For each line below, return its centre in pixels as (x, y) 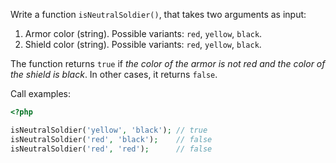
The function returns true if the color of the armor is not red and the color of (168, 63)
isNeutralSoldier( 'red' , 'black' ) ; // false (111, 139)
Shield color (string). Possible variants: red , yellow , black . (143, 44)
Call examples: (40, 93)
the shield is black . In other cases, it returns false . (114, 74)
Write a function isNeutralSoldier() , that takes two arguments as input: (158, 14)
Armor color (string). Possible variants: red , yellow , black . (143, 33)
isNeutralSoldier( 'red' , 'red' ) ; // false (111, 149)
